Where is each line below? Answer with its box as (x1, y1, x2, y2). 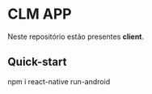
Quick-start (7, 55, 67, 69)
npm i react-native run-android (7, 76, 111, 86)
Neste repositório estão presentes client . (7, 32, 145, 41)
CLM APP (7, 5, 72, 23)
